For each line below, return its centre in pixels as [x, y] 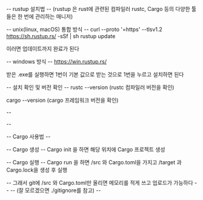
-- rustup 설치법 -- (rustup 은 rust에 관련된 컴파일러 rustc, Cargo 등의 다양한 [98, 9]
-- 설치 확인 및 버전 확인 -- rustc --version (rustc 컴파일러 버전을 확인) [90, 87]
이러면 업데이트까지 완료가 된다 [43, 48]
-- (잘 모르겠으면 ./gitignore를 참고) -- [55, 190]
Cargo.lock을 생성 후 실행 [37, 170]
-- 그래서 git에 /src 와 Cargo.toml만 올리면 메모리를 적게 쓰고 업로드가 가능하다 [100, 183]
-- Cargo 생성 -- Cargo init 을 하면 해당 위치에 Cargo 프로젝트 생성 [86, 149]
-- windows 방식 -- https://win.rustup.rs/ [57, 62]
